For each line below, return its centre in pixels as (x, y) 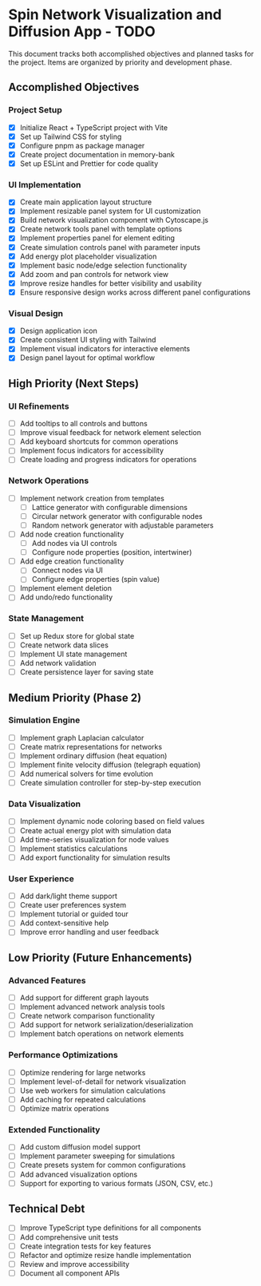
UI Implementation (45, 184)
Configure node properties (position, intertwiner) (112, 552)
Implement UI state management (73, 654)
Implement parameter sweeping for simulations (97, 1156)
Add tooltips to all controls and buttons (83, 424)
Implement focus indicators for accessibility (91, 451)
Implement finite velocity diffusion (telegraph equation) (110, 765)
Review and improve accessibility (75, 1264)
